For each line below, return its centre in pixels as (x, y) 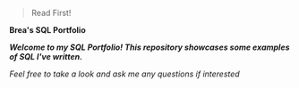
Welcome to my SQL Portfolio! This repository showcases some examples (149, 47)
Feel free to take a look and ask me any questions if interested (124, 74)
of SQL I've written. (46, 56)
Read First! (51, 13)
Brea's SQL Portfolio (48, 30)
